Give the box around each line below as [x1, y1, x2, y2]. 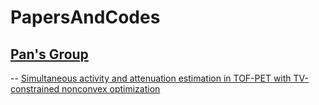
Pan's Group [10, 46, 89, 63]
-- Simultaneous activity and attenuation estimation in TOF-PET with [10, 72, 292, 84]
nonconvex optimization [61, 83, 161, 95]
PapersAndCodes [10, 6, 161, 29]
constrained [10, 83, 60, 95]
